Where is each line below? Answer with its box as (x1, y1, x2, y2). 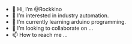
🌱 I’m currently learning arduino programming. (11, 18, 127, 25)
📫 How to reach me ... (11, 32, 68, 38)
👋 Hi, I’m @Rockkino (11, 6, 62, 12)
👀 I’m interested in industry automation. (11, 12, 109, 19)
